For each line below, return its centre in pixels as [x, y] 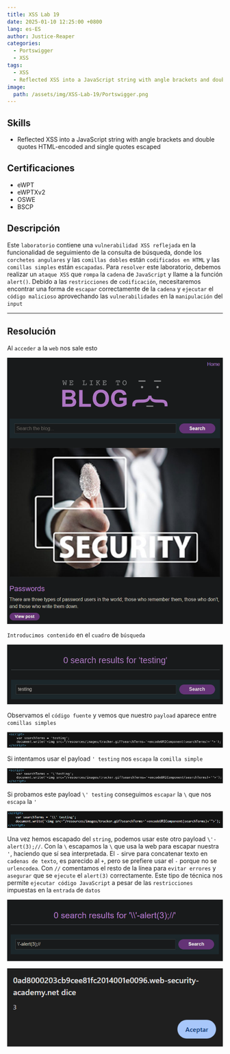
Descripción [34, 228]
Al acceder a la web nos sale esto [52, 348]
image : [16, 87]
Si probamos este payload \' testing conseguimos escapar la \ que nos [109, 794]
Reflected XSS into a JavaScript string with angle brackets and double [116, 139]
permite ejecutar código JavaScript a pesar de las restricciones [100, 882]
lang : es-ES [24, 29]
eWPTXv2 [31, 192]
